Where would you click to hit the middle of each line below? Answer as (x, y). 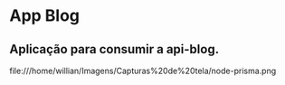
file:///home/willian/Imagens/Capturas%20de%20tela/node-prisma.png (143, 71)
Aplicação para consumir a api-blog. (114, 49)
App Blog (44, 16)
